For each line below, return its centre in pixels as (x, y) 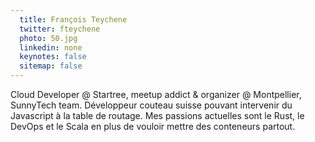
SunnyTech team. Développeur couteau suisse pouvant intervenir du (151, 105)
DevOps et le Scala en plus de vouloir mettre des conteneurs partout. (153, 126)
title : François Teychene (73, 19)
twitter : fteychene (60, 29)
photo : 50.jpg (48, 38)
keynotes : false (53, 57)
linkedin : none (51, 47)
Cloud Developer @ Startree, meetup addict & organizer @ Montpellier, (156, 94)
